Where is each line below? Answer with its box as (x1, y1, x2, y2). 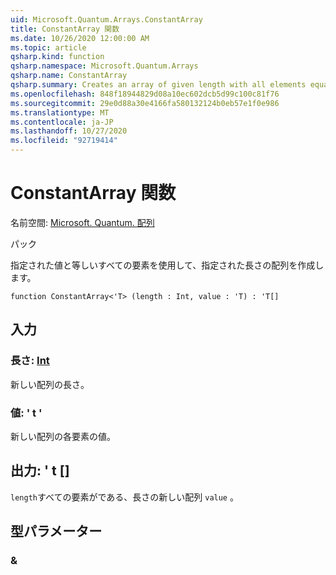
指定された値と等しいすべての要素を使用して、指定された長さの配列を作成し (10, 259, 325, 271)
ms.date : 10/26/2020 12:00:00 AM (10, 33, 150, 43)
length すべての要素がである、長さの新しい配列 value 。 (10, 491, 239, 503)
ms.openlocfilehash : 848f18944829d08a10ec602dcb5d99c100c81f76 (10, 89, 280, 99)
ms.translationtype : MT (10, 107, 110, 118)
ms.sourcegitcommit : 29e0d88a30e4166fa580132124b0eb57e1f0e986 (10, 98, 280, 108)
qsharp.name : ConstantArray (10, 71, 128, 81)
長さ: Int (10, 354, 50, 368)
